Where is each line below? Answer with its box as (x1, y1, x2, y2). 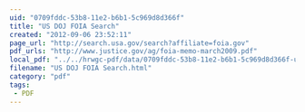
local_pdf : (9, 55, 51, 64)
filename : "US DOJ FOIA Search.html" (9, 64, 152, 73)
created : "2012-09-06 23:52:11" (9, 30, 132, 39)
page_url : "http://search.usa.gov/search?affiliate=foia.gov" (9, 38, 250, 48)
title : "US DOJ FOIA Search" (9, 22, 120, 31)
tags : (9, 80, 30, 89)
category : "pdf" (9, 72, 71, 81)
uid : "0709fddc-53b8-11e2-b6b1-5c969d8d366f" (9, 13, 184, 23)
